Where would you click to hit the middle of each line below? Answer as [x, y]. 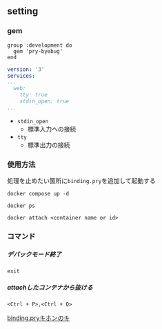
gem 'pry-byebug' [38, 51]
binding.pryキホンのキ [39, 318]
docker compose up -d [38, 194]
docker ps [21, 206]
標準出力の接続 [49, 145]
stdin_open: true [44, 102]
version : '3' [26, 69]
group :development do [40, 45]
